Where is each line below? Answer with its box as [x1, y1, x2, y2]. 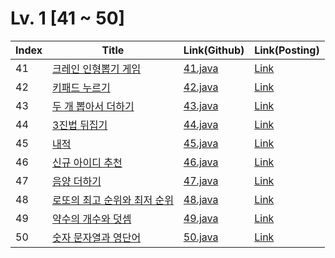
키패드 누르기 [52, 80, 111, 94]
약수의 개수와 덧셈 [52, 212, 132, 226]
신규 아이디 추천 [52, 155, 123, 169]
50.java [183, 230, 219, 244]
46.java [183, 155, 219, 169]
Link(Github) [183, 43, 245, 57]
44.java [183, 117, 219, 131]
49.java [183, 211, 219, 225]
